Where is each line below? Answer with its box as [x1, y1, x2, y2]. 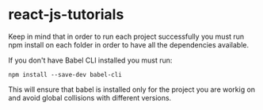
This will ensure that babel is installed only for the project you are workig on [8, 85, 256, 94]
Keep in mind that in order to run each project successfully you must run [8, 32, 245, 41]
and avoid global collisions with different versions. [8, 93, 172, 102]
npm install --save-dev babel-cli [8, 70, 123, 78]
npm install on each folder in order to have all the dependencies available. [8, 40, 250, 49]
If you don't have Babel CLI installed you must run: [8, 55, 173, 65]
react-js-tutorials [8, 6, 124, 24]
